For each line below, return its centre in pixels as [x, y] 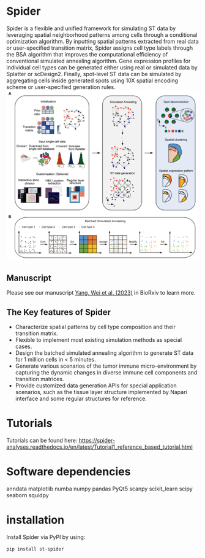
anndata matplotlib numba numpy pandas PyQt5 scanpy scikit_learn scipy [99, 489]
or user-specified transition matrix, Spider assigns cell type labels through [100, 48]
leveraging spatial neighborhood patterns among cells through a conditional [102, 34]
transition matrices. [39, 379]
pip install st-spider [35, 549]
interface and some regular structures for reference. [81, 398]
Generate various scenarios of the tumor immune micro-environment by [106, 366]
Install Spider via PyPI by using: [46, 537]
